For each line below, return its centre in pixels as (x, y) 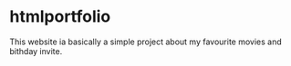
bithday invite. (36, 51)
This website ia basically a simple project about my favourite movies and (146, 42)
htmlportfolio (60, 17)
